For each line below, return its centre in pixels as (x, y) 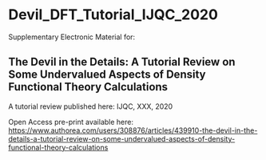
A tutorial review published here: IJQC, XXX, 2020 (91, 106)
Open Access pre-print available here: (71, 122)
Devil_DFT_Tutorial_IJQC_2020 (113, 15)
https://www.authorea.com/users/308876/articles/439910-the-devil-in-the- (133, 130)
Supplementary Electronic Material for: (72, 37)
